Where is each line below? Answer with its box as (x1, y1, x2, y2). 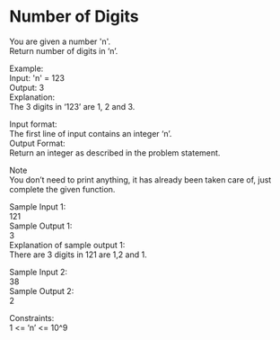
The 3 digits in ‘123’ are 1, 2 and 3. (9, 101, 136, 112)
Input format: (9, 119, 57, 130)
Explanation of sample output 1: (9, 239, 126, 250)
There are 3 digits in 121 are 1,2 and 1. (9, 249, 147, 260)
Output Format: (9, 138, 66, 148)
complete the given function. (9, 183, 116, 194)
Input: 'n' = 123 (9, 72, 66, 83)
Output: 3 (9, 82, 45, 93)
